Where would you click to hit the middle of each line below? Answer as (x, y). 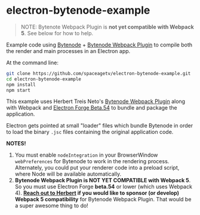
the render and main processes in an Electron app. (68, 51)
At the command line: (32, 63)
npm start (19, 90)
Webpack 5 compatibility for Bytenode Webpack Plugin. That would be (103, 200)
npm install (21, 85)
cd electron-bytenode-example (44, 79)
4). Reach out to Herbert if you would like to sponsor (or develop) (97, 193)
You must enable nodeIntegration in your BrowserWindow (86, 155)
